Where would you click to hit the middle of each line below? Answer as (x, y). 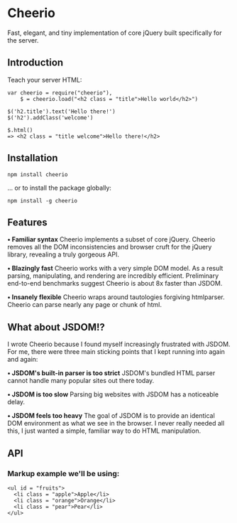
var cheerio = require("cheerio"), (60, 93)
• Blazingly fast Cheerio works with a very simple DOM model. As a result (115, 269)
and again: (23, 360)
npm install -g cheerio (43, 200)
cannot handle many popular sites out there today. (81, 381)
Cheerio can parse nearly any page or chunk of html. (84, 305)
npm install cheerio (38, 174)
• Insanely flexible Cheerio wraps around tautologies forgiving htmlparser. (116, 297)
